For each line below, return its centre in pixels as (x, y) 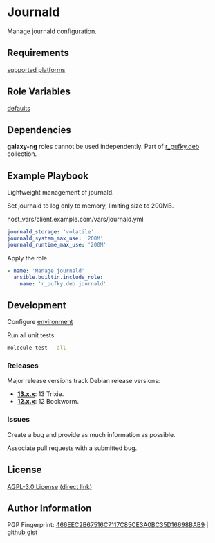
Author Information (49, 508)
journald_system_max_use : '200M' (55, 239)
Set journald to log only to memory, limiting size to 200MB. (91, 206)
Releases (23, 366)
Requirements (38, 53)
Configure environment (40, 322)
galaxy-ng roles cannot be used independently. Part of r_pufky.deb (103, 147)
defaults (19, 108)
